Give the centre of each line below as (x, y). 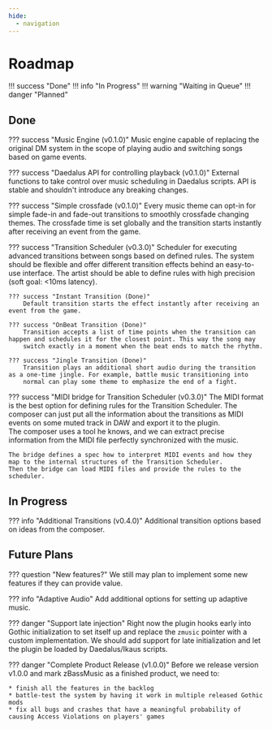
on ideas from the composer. (57, 529)
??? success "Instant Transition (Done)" (80, 297)
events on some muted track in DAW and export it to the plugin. (114, 423)
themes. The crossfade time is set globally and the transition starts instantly (135, 223)
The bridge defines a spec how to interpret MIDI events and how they (130, 455)
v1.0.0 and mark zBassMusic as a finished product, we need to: (114, 673)
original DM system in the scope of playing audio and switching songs (126, 149)
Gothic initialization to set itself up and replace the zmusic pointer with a (128, 632)
